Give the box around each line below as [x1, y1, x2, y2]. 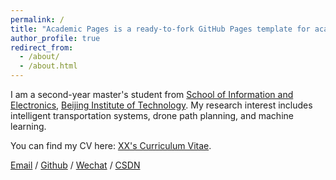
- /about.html [19, 61, 78, 71]
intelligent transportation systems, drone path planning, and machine [10, 110, 294, 121]
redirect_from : [10, 42, 74, 53]
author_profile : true [10, 33, 101, 43]
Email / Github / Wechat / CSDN [10, 159, 141, 171]
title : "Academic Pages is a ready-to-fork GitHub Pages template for [10, 24, 311, 34]
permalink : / [10, 14, 65, 25]
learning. [10, 121, 47, 132]
